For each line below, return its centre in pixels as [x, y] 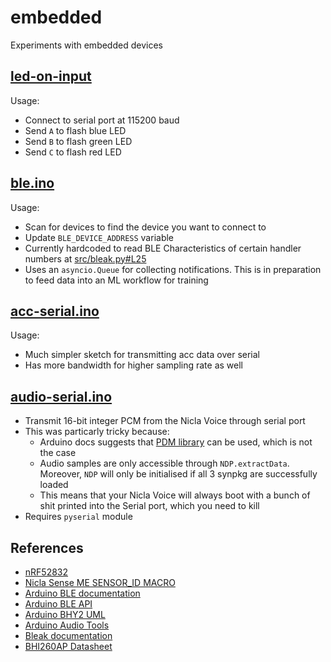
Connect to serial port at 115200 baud [102, 120]
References [47, 547]
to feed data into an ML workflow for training [116, 280]
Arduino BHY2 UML [65, 614]
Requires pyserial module [78, 517]
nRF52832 [46, 572]
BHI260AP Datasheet [68, 646]
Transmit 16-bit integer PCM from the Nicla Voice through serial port [165, 421]
